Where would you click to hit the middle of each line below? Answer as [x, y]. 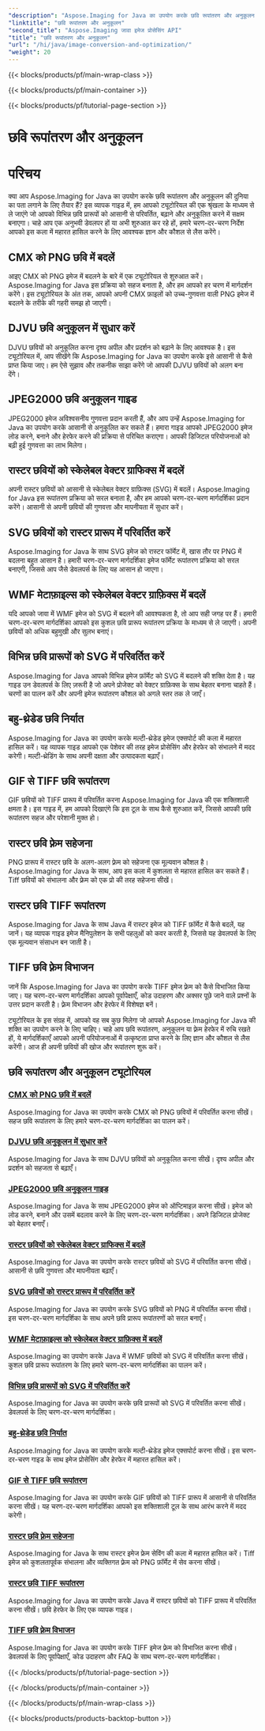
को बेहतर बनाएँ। [29, 1224]
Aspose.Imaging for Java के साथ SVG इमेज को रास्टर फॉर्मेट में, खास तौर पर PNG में [125, 552]
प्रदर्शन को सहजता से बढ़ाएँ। [43, 1167]
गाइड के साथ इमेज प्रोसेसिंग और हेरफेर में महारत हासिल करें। [106, 1459]
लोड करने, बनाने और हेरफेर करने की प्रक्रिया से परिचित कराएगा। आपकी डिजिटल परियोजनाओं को [129, 436]
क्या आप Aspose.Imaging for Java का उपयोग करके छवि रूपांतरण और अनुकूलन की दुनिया [129, 196]
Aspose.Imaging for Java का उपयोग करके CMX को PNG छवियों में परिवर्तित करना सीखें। [131, 1112]
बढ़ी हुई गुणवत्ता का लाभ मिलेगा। [48, 445]
